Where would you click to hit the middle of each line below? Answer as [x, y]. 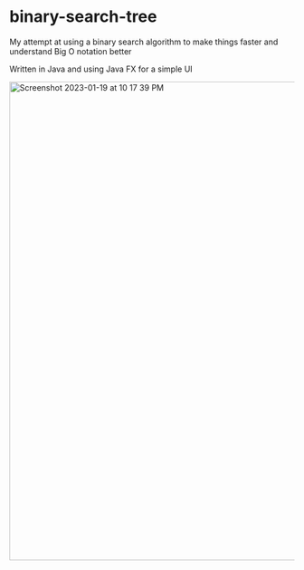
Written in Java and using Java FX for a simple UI [101, 69]
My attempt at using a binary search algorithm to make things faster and [144, 42]
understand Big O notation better [71, 51]
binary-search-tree [83, 17]
